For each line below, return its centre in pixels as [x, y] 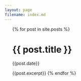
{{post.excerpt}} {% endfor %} [44, 73]
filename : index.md [25, 15]
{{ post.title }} [42, 49]
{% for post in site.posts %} [41, 29]
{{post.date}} [26, 63]
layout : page [18, 10]
